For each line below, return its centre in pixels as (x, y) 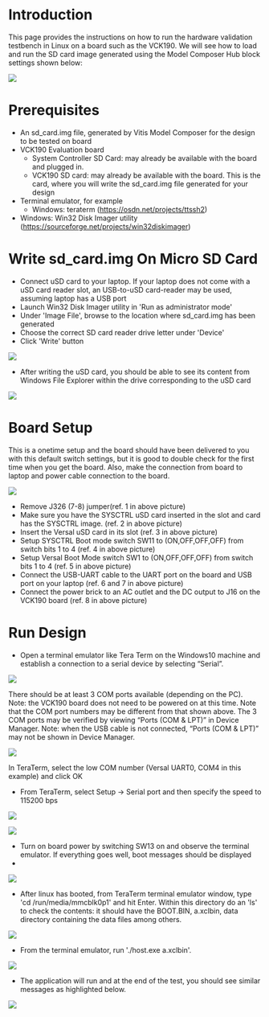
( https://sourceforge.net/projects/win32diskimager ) (105, 226)
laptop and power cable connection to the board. (89, 475)
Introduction (51, 15)
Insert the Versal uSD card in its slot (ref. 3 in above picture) (119, 531)
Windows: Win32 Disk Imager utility (79, 218)
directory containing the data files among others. (101, 919)
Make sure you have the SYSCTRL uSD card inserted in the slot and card (140, 515)
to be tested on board (56, 141)
